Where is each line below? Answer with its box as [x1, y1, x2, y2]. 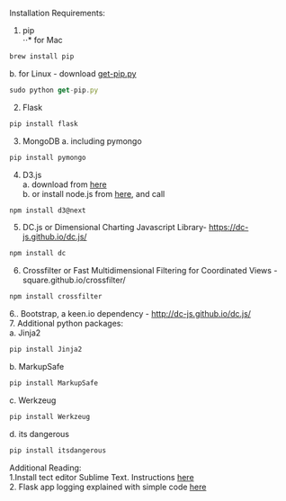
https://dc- [208, 222, 249, 233]
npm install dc [9, 249, 67, 258]
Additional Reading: [9, 462, 82, 473]
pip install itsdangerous [9, 445, 106, 455]
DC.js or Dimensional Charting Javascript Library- [22, 222, 207, 233]
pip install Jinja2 [9, 345, 83, 354]
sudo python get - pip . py [9, 85, 99, 94]
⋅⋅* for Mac [22, 35, 63, 45]
